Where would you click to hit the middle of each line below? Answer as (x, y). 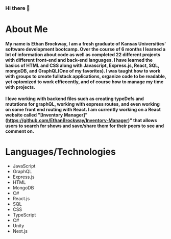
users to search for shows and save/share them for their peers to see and (85, 126)
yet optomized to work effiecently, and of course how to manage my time (84, 82)
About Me (27, 29)
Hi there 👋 (18, 8)
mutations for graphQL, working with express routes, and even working (82, 104)
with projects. (20, 87)
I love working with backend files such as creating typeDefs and (75, 99)
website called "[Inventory (34, 115)
